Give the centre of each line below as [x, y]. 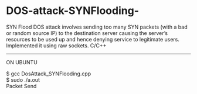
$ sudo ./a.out [23, 79]
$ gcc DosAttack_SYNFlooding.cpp [49, 74]
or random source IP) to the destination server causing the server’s [87, 33]
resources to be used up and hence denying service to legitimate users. [93, 39]
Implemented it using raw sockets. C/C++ [56, 46]
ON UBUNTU [22, 62]
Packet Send [21, 86]
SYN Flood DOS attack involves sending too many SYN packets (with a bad [97, 27]
